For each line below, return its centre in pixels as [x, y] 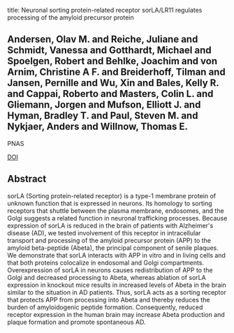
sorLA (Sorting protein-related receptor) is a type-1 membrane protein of [112, 195]
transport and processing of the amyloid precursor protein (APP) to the [109, 240]
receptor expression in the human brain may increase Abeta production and [116, 314]
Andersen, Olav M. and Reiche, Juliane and [103, 39]
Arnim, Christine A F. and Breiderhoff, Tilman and [116, 72]
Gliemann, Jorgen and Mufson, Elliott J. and [104, 105]
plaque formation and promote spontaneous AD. [76, 322]
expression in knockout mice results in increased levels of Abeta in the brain [117, 285]
